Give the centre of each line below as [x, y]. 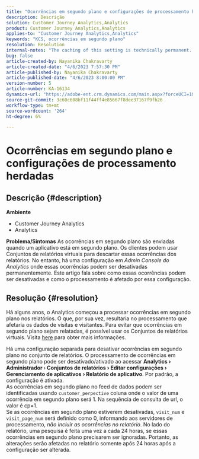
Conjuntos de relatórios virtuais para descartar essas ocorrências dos [91, 254]
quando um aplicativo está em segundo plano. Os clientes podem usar [92, 248]
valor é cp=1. [22, 406]
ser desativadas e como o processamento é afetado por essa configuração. [99, 279]
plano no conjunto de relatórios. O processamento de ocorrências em [91, 355]
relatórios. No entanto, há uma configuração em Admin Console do [88, 260]
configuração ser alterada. [38, 450]
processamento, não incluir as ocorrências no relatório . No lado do [88, 425]
